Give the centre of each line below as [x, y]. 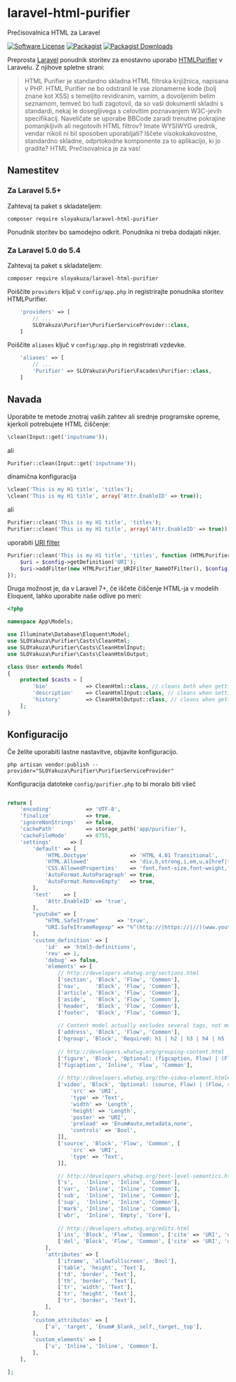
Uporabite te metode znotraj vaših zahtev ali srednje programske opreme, [114, 417]
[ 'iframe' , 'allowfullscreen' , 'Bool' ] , [117, 1261]
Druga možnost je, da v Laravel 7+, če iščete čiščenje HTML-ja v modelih [113, 588]
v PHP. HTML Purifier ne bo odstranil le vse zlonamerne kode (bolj [120, 88]
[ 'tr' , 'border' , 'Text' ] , [97, 1301]
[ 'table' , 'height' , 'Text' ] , [101, 1267]
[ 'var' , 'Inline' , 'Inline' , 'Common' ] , [119, 1189]
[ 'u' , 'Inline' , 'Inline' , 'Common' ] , [101, 1346]
